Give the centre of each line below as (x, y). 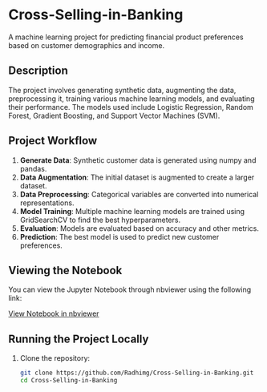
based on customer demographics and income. (87, 45)
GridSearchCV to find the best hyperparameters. (100, 220)
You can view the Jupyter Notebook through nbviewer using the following (130, 289)
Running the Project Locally (79, 339)
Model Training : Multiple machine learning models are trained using (132, 211)
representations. (47, 203)
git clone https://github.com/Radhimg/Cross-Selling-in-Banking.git (137, 373)
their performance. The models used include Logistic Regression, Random (131, 107)
